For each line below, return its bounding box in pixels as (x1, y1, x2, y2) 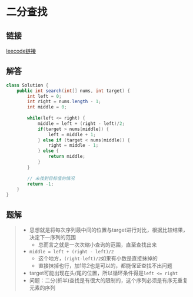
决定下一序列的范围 (29, 234, 76, 240)
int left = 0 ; (27, 93, 62, 99)
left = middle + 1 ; (48, 131, 96, 137)
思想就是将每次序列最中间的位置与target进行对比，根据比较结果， (29, 226, 188, 233)
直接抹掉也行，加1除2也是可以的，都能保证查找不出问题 (38, 262, 172, 269)
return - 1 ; (27, 181, 54, 187)
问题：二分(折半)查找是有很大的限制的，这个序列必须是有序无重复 (29, 277, 188, 283)
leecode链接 (6, 48, 36, 54)
